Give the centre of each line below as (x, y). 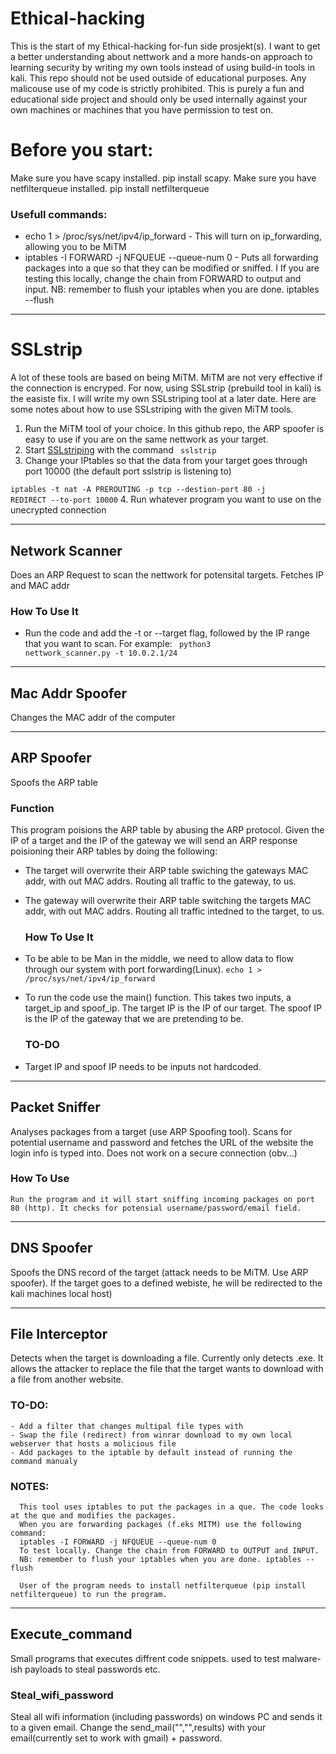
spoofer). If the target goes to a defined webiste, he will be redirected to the (166, 1283)
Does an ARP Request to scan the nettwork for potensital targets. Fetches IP (167, 574)
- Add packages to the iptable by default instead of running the (151, 1452)
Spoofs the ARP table (54, 782)
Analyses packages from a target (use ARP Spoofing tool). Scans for (151, 1131)
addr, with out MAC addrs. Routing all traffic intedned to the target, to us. (174, 911)
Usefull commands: (59, 214)
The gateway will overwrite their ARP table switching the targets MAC (168, 901)
